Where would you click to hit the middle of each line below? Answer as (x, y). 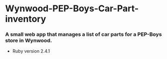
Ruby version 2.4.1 (31, 51)
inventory (26, 19)
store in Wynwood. (29, 41)
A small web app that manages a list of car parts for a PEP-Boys (83, 34)
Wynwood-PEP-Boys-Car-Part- (72, 9)
